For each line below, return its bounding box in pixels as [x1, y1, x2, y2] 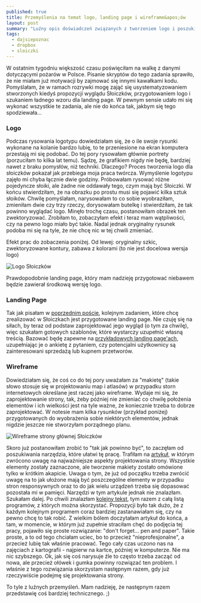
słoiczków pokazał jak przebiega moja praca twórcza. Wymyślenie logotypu [6, 169, 193, 177]
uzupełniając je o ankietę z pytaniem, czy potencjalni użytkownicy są [6, 341, 176, 349]
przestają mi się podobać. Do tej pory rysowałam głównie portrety [6, 151, 169, 158]
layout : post [6, 20, 39, 26]
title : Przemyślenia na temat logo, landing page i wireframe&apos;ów [6, 14, 186, 20]
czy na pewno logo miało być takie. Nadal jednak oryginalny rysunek [6, 220, 175, 228]
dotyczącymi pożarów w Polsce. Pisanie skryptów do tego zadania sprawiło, [6, 70, 194, 78]
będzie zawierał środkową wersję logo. [6, 281, 103, 288]
